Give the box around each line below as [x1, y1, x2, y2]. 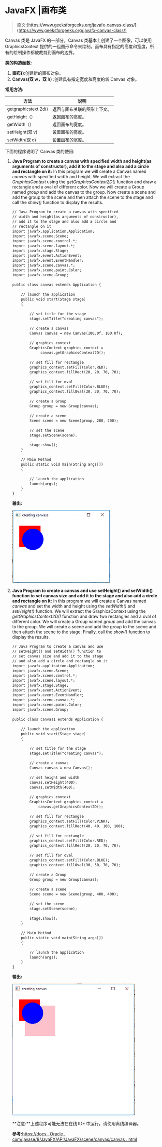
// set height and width [29, 776, 80, 780]
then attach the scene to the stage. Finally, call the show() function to [12, 629, 150, 635]
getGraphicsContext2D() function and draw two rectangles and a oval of [12, 613, 157, 620]
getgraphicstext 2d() [7, 106, 48, 112]
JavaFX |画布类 [5, 5, 67, 16]
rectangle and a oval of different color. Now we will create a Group [12, 184, 145, 190]
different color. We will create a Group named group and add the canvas [12, 619, 156, 624]
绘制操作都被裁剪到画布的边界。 [13, 50, 77, 55]
